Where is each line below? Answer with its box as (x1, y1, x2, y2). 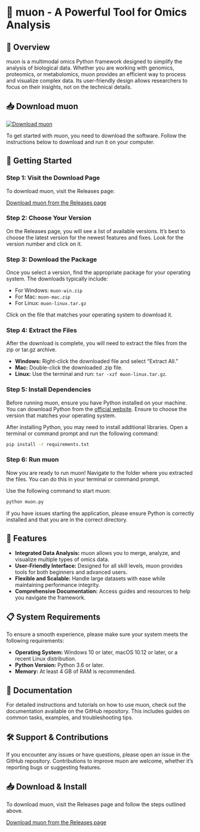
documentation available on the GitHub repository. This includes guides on (6, 707, 190, 715)
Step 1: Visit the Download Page (6, 174, 100, 182)
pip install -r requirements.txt (6, 441, 90, 447)
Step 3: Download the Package (6, 255, 97, 263)
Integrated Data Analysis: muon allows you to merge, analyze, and (14, 549, 180, 556)
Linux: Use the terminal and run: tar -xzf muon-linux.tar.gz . (14, 370, 167, 378)
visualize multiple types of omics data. (14, 556, 109, 563)
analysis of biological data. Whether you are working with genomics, (6, 64, 175, 71)
